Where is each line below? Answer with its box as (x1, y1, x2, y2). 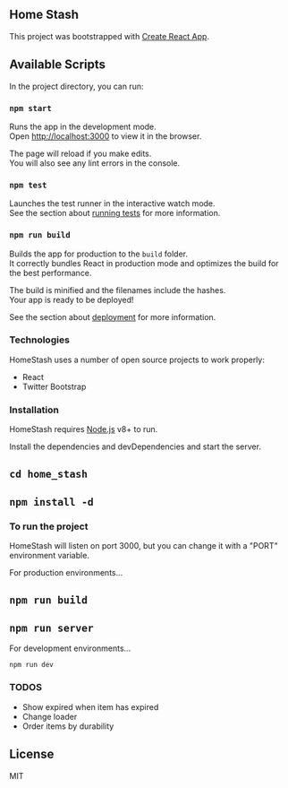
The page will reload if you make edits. (9, 148, 152, 159)
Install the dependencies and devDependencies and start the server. (9, 441, 262, 452)
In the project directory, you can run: (9, 81, 144, 91)
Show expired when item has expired (21, 701, 159, 712)
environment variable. (9, 550, 89, 561)
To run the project (9, 520, 89, 533)
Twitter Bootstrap (21, 381, 87, 392)
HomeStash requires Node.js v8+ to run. (9, 424, 158, 435)
